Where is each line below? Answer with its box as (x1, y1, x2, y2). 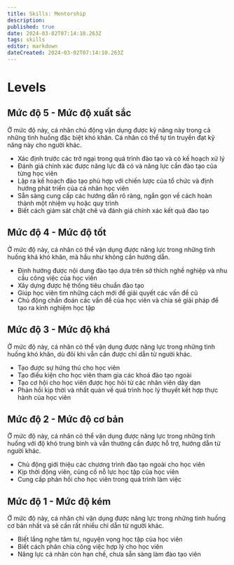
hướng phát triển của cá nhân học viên (17, 183, 130, 193)
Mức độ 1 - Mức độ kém (7, 495, 111, 508)
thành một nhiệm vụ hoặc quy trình (17, 199, 119, 207)
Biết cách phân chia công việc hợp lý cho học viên (17, 543, 163, 551)
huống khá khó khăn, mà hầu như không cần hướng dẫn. (7, 253, 170, 261)
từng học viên (17, 169, 58, 177)
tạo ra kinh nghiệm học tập (17, 303, 95, 312)
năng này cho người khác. (7, 141, 82, 149)
